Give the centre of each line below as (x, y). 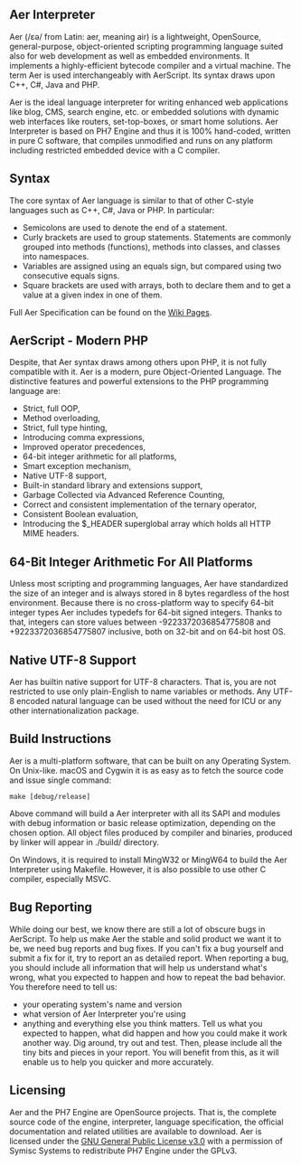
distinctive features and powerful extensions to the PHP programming (139, 381)
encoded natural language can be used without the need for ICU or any (149, 701)
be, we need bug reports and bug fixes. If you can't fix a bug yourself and (147, 948)
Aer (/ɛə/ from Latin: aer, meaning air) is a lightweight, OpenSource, (136, 36)
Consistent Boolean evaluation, (80, 514)
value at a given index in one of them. (92, 295)
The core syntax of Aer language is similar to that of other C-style (132, 200)
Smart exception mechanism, (77, 466)
